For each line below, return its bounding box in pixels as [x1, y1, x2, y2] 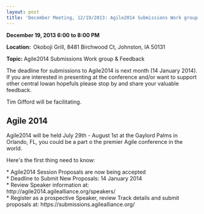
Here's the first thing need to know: [6, 157, 96, 164]
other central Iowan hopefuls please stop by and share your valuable [6, 80, 179, 87]
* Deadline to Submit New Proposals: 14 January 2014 [6, 175, 142, 182]
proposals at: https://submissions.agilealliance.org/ [6, 201, 135, 208]
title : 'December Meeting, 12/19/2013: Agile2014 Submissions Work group [6, 15, 199, 21]
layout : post [6, 9, 40, 15]
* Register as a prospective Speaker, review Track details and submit [6, 194, 180, 202]
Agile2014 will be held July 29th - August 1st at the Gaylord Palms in [6, 132, 178, 139]
